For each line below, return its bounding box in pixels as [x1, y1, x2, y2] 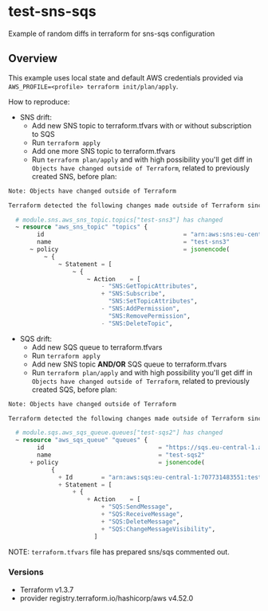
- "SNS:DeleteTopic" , [100, 319, 173, 327]
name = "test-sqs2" [37, 451, 205, 459]
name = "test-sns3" [37, 238, 230, 246]
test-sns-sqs [8, 2, 97, 21]
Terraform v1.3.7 [19, 585, 74, 594]
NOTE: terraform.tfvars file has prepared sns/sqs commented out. [8, 546, 230, 556]
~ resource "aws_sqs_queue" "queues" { [15, 437, 148, 445]
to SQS [31, 129, 56, 139]
